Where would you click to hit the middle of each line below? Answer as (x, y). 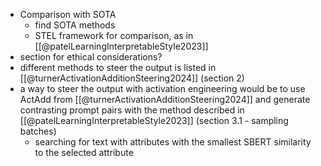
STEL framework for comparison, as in (114, 35)
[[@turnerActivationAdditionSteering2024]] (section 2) (132, 78)
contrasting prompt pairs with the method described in (132, 110)
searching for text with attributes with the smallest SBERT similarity (173, 142)
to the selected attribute (84, 152)
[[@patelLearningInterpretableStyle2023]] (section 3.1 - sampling (154, 120)
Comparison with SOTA (68, 14)
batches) (38, 131)
